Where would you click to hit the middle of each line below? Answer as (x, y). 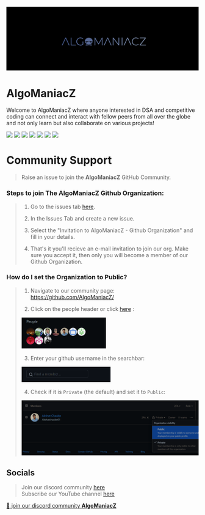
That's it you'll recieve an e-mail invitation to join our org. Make (110, 249)
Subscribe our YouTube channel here (68, 494)
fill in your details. (52, 236)
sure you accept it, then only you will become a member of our (109, 255)
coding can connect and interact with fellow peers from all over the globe (99, 117)
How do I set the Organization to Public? (67, 277)
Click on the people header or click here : (82, 309)
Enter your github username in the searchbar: (88, 358)
